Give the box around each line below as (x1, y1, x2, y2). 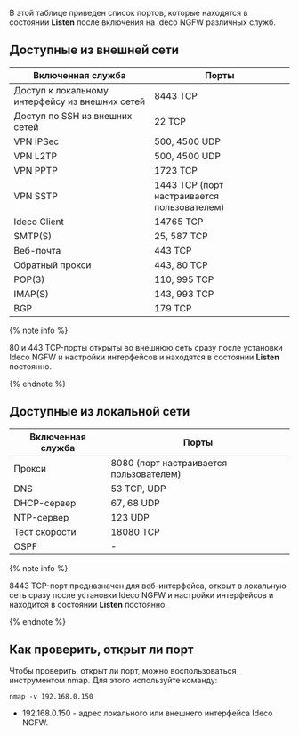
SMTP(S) (13, 230, 53, 242)
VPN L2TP (13, 149, 58, 162)
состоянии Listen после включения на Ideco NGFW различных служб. (9, 17, 276, 28)
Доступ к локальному (13, 84, 109, 96)
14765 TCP (154, 215, 204, 228)
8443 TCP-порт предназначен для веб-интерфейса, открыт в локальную (9, 580, 287, 591)
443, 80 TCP (154, 258, 208, 271)
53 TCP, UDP (110, 482, 166, 495)
